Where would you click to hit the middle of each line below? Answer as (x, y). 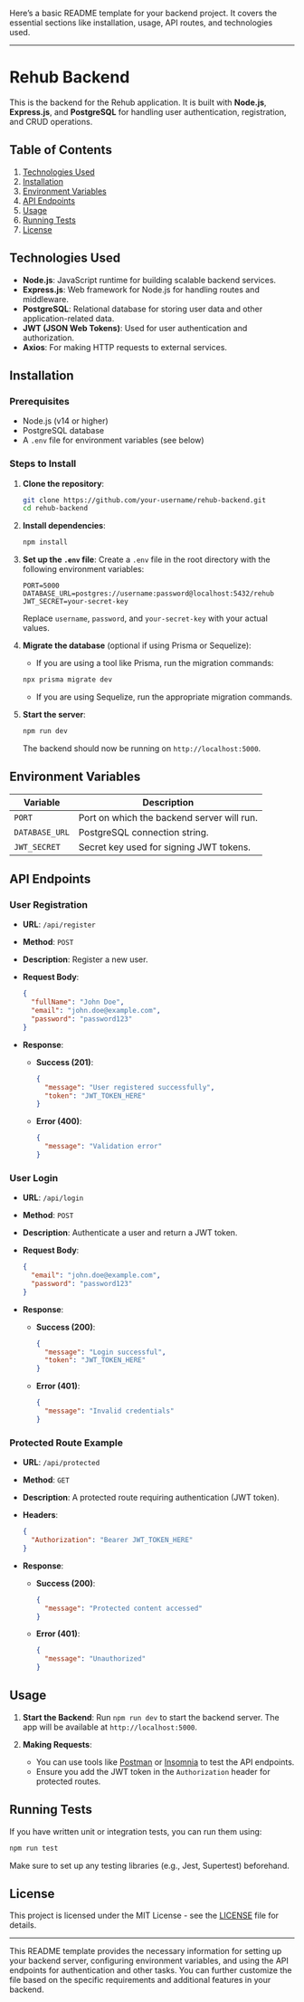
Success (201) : (65, 1062)
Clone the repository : (63, 483)
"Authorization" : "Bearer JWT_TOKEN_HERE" (112, 1540)
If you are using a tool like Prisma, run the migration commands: (155, 663)
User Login (34, 1177)
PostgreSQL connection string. (144, 832)
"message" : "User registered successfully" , (129, 1087)
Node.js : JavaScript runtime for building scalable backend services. (149, 280)
